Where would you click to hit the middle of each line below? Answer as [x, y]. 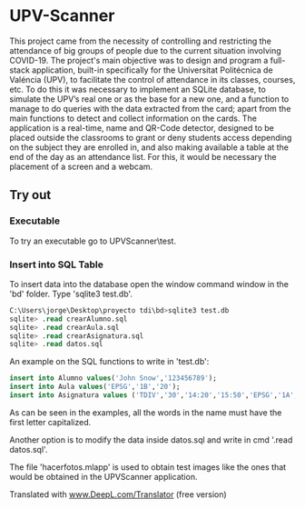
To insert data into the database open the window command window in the [149, 284]
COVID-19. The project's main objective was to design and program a [139, 60]
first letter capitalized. [50, 422]
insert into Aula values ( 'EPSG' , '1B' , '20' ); [95, 387]
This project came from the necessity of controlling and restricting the [141, 41]
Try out [30, 195]
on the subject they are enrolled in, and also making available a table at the [149, 147]
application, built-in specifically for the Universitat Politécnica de [152, 70]
